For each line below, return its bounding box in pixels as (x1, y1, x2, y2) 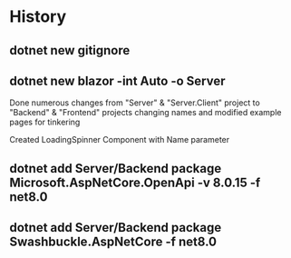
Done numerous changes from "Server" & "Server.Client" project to (9, 97, 260, 108)
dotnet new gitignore (9, 43, 131, 58)
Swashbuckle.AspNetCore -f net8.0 (9, 234, 218, 250)
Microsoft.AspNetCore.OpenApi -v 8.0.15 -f (9, 174, 261, 190)
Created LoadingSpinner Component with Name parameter (9, 134, 230, 145)
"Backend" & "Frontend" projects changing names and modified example (9, 107, 282, 118)
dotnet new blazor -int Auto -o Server (9, 73, 226, 88)
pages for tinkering (9, 116, 81, 128)
